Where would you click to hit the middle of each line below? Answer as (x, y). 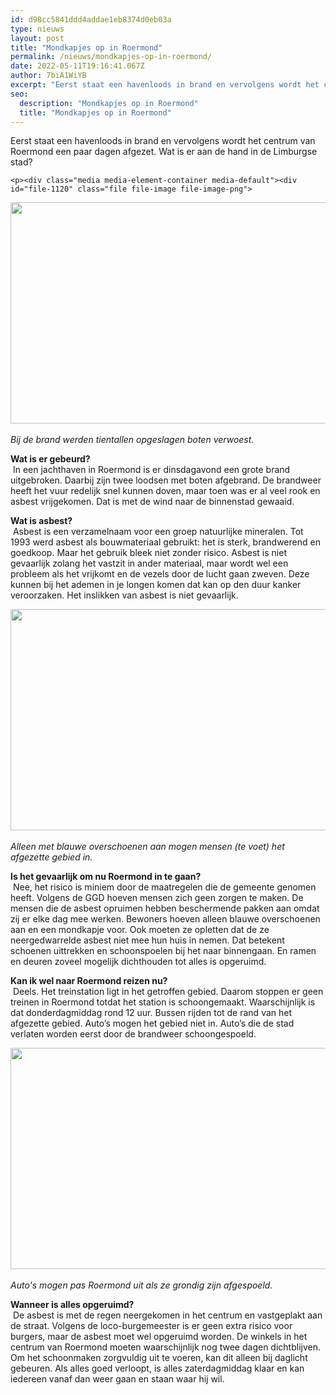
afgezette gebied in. (51, 857)
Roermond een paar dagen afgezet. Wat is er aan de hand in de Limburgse (164, 152)
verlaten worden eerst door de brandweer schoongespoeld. (133, 1034)
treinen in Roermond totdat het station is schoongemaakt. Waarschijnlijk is (163, 1002)
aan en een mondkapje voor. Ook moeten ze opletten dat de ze (140, 930)
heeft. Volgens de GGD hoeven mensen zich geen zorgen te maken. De (157, 898)
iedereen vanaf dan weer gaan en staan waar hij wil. (117, 1379)
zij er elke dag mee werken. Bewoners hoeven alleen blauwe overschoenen (165, 919)
